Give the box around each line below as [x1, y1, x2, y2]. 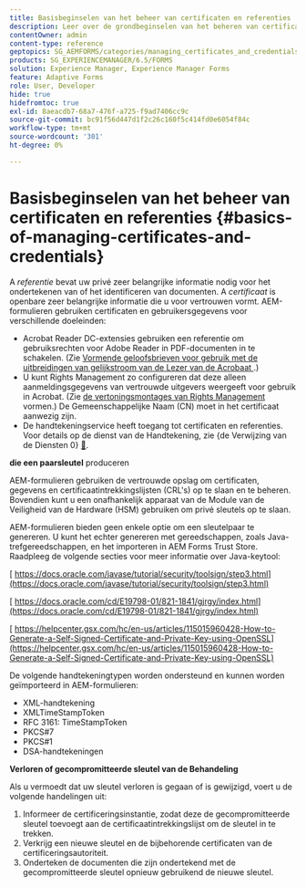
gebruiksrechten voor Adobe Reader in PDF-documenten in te [22, 342, 256, 353]
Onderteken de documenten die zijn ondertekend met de [22, 857, 237, 868]
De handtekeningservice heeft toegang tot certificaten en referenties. [22, 420, 284, 431]
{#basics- [215, 207, 293, 228]
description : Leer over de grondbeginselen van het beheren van [9, 22, 259, 31]
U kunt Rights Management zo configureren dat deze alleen [22, 371, 247, 382]
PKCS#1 [22, 736, 53, 746]
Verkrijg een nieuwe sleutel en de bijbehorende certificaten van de [22, 837, 273, 849]
